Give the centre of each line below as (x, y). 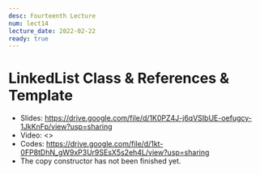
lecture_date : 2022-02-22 (52, 31)
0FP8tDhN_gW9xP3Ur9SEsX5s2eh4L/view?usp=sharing (115, 153)
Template (40, 96)
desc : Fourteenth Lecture (52, 16)
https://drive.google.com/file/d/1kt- (104, 144)
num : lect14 (28, 23)
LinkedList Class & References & (119, 79)
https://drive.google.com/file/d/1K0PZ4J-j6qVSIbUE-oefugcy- (148, 118)
